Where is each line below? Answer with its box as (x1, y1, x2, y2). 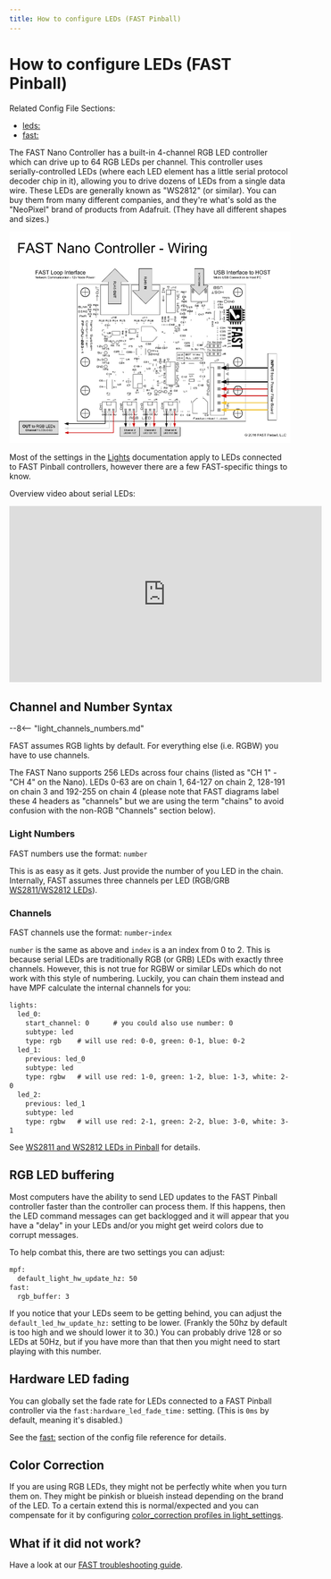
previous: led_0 (25, 1054, 87, 1064)
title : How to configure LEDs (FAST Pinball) (9, 14, 181, 23)
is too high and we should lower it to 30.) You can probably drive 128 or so (9, 1327, 283, 1337)
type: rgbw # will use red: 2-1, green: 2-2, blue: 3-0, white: (25, 1116, 277, 1126)
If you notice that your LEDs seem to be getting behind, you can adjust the (9, 1307, 283, 1319)
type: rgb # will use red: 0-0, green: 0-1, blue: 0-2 (25, 1036, 245, 1046)
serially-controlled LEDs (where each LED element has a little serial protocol (9, 166, 288, 176)
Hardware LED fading (9, 1371, 129, 1387)
